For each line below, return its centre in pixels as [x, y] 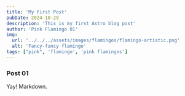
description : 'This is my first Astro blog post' [71, 23]
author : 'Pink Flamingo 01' [42, 29]
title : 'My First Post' [37, 12]
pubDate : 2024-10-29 [33, 18]
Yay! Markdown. [27, 87]
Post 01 [18, 73]
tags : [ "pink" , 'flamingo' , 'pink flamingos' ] [67, 52]
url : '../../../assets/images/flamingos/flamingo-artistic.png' [96, 40]
